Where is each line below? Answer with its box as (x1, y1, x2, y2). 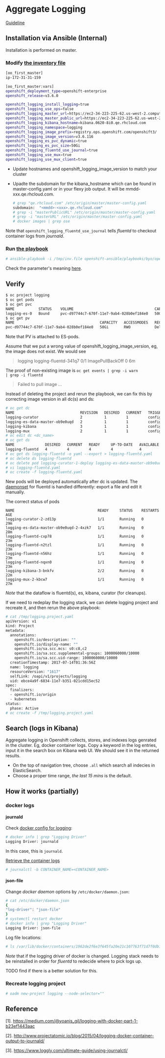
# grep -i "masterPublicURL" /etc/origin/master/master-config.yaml (12, 210, 156, 215)
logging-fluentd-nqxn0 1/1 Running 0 (5, 560, 144, 565)
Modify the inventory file (5, 59, 66, 66)
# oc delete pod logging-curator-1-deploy (5, 460, 94, 466)
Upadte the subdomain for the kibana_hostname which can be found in (12, 181, 156, 187)
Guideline (5, 20, 25, 26)
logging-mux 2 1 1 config (5, 428, 162, 434)
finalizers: (10, 688, 35, 693)
